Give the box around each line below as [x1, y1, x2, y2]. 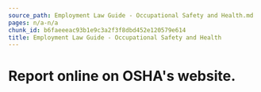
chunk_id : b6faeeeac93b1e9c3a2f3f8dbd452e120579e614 [8, 26, 186, 34]
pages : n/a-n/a [8, 19, 59, 27]
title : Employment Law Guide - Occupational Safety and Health [8, 33, 222, 42]
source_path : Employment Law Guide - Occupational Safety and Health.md [8, 11, 254, 20]
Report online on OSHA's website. [8, 68, 236, 85]
